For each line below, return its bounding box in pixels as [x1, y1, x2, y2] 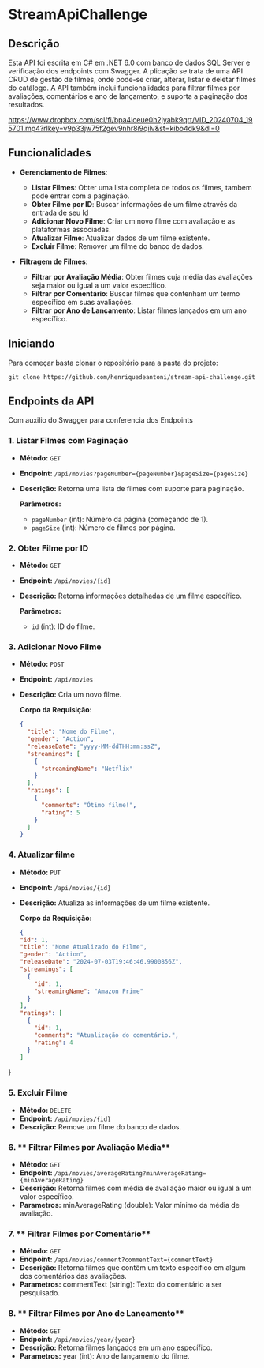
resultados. [8, 100, 45, 109]
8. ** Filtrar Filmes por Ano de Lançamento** [8, 1308, 185, 1319]
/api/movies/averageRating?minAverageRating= [54, 1169, 206, 1178]
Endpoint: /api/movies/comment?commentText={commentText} [19, 1254, 214, 1265]
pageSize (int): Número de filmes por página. [31, 523, 176, 532]
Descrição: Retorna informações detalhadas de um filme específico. [19, 591, 242, 601]
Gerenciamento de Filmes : [19, 167, 108, 177]
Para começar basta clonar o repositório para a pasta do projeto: [8, 358, 218, 367]
